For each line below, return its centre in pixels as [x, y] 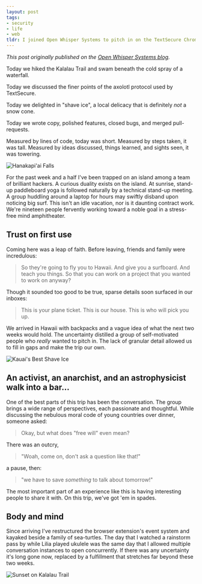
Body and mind [35, 517]
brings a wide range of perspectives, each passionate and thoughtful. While [100, 408]
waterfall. [18, 75]
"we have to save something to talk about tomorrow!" [87, 480]
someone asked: [27, 421]
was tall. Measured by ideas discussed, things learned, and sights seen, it [98, 148]
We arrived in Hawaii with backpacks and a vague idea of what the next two [100, 328]
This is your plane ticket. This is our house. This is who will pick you [105, 310]
